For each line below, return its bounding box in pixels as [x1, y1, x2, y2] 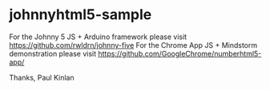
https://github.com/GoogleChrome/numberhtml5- [98, 49, 262, 58]
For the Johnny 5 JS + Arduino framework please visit [9, 32, 187, 41]
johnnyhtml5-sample [9, 6, 152, 24]
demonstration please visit [9, 49, 97, 58]
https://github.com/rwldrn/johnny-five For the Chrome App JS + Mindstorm [9, 40, 258, 49]
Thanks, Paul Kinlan [9, 72, 75, 82]
